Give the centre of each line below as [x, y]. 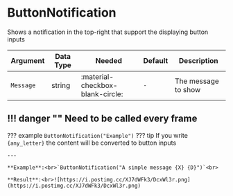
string [61, 85]
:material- [97, 76]
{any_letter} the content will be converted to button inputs [92, 143]
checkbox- [99, 85]
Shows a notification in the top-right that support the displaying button [108, 32]
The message [197, 81]
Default [156, 60]
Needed [109, 60]
